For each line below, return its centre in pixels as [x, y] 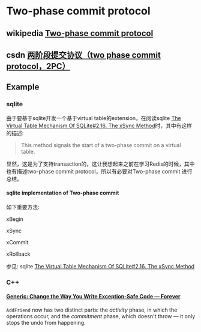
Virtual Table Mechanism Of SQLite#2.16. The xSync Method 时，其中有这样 [99, 125]
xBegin [15, 219]
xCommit [17, 242]
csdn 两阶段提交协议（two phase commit [83, 55]
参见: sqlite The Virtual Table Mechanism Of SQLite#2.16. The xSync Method [100, 266]
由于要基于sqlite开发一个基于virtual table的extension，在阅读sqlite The [94, 118]
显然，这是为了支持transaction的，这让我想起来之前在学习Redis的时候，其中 [100, 164]
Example [23, 87]
